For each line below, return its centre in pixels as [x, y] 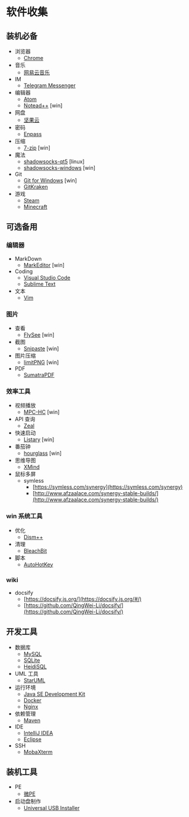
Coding [24, 271]
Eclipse [32, 739]
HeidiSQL [35, 666]
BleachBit [35, 550]
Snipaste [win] [41, 349]
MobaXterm [38, 752]
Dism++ [33, 537]
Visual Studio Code [47, 277]
